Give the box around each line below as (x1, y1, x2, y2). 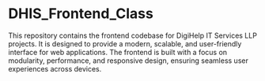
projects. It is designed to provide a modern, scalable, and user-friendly (8, 39, 242, 48)
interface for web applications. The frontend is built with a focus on (8, 47, 228, 57)
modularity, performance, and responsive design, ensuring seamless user (8, 56, 249, 65)
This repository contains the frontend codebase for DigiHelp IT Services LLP (8, 31, 257, 40)
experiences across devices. (8, 64, 102, 73)
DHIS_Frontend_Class (8, 5, 154, 23)
